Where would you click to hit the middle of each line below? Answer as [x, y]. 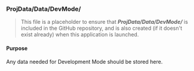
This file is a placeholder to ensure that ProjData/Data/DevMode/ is [104, 22]
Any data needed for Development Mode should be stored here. [85, 61]
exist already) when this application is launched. [80, 35]
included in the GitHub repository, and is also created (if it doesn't [101, 28]
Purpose [17, 48]
